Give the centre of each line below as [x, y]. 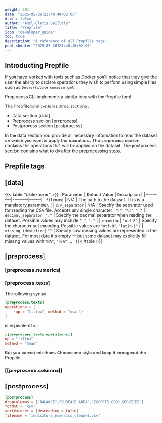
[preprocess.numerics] [33, 270]
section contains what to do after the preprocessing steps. [63, 151]
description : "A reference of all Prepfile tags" [56, 41]
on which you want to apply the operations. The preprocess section [72, 141]
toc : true [15, 37]
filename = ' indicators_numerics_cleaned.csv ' [53, 415]
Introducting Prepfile [37, 65]
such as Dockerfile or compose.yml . [40, 88]
